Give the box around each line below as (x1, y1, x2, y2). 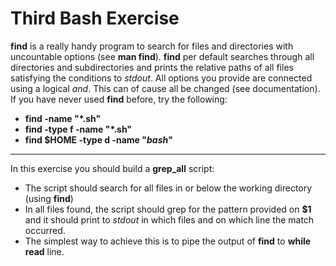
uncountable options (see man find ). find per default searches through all (10, 50, 315, 62)
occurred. (24, 224, 66, 236)
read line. (24, 245, 65, 257)
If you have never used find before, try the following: (10, 93, 228, 105)
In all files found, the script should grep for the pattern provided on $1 (24, 203, 312, 215)
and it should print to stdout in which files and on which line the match (24, 213, 315, 226)
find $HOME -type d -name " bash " (24, 133, 173, 146)
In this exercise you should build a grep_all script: (10, 162, 215, 174)
